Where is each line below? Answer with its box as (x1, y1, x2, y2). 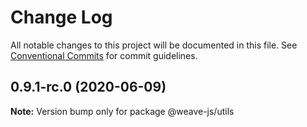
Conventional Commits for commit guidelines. (10, 49, 198, 61)
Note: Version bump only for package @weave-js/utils (10, 105, 235, 117)
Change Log (10, 6, 113, 29)
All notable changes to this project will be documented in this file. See (10, 39, 298, 51)
